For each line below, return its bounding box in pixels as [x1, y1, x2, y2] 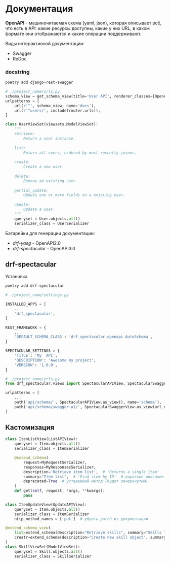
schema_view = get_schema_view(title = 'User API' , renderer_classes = [5, 93, 153, 99]
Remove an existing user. [23, 178, 78, 183]
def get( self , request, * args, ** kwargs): [14, 488, 105, 493]
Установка [5, 274, 28, 280]
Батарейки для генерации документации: [5, 230, 95, 236]
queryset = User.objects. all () [14, 216, 80, 221]
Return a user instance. [23, 136, 76, 141]
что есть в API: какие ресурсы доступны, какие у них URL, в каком [5, 25, 150, 31]
